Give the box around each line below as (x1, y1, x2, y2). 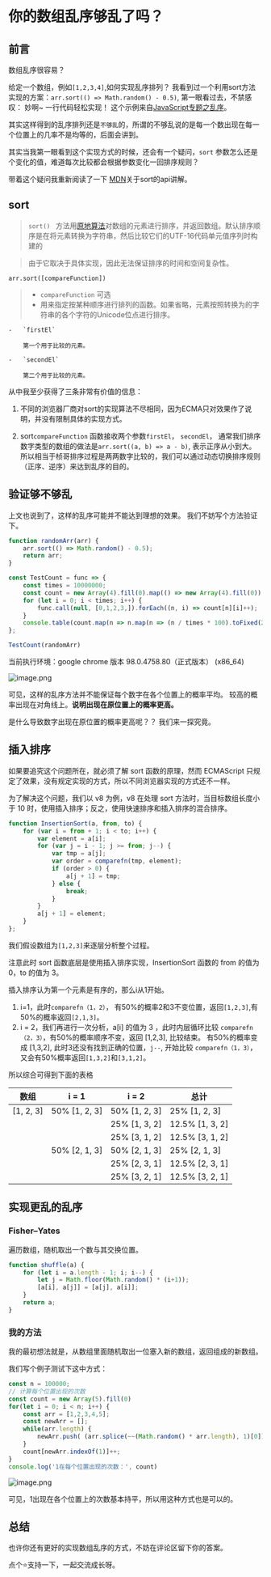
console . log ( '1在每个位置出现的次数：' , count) (8, 1462, 158, 1471)
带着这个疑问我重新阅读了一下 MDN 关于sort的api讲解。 (8, 175, 192, 184)
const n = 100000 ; (8, 1380, 70, 1388)
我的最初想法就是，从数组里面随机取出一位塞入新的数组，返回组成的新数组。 (8, 1346, 263, 1356)
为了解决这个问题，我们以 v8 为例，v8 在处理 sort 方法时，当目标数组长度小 (8, 793, 261, 803)
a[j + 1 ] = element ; (37, 909, 106, 918)
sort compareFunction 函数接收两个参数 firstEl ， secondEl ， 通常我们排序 (19, 430, 261, 441)
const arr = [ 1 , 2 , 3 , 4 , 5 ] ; (23, 1410, 110, 1418)
